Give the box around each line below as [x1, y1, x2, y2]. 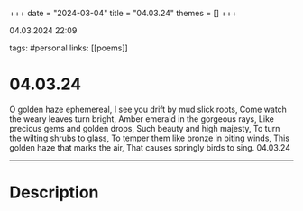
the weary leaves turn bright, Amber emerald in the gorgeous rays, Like [9, 113, 275, 124]
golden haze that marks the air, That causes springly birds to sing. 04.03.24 [9, 142, 291, 152]
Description [9, 182, 99, 203]
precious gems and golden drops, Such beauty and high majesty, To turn [9, 123, 280, 133]
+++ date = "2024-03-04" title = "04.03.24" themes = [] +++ [9, 8, 237, 18]
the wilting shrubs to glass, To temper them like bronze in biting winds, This [9, 133, 290, 143]
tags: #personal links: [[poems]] [9, 42, 128, 53]
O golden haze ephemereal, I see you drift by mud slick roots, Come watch [9, 104, 287, 115]
